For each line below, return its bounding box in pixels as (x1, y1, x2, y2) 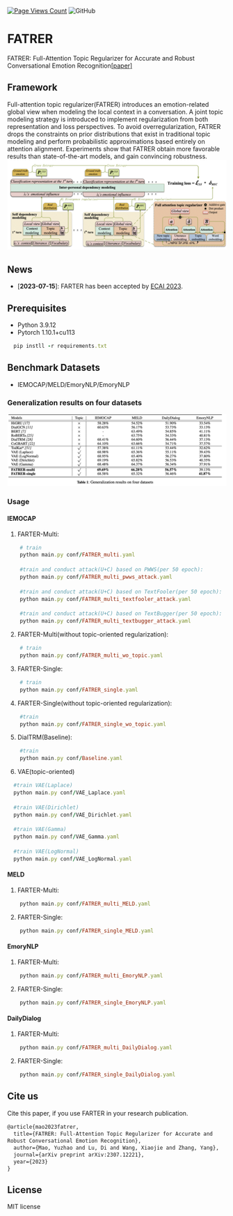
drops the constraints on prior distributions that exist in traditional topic (7, 130, 211, 138)
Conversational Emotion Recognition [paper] (7, 61, 133, 70)
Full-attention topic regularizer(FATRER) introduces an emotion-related (7, 100, 209, 108)
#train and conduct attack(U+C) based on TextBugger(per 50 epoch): (19, 610, 223, 617)
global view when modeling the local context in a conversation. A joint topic (7, 107, 224, 116)
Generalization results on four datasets (7, 397, 143, 407)
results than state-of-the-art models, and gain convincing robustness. (7, 152, 207, 160)
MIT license (7, 1203, 41, 1211)
